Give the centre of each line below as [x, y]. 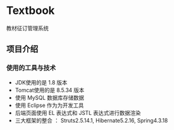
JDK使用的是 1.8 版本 [41, 82]
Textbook [31, 11]
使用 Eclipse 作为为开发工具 [49, 105]
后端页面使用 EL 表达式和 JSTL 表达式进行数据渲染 [78, 112]
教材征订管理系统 [27, 28]
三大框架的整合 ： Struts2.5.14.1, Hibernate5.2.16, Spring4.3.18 [91, 120]
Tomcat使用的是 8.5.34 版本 [50, 90]
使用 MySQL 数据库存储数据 [50, 97]
